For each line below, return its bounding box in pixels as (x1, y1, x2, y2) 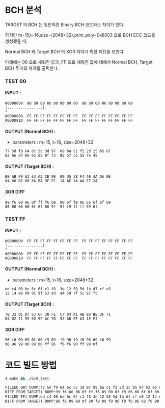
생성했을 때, (5, 38, 28, 44)
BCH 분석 (5, 4, 42, 16)
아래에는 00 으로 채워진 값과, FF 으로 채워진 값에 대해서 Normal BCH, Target (5, 59, 153, 65)
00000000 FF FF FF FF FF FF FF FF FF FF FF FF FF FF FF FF (5, 239, 133, 244)
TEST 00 (5, 78, 27, 84)
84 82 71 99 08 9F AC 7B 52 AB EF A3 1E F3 (5, 316, 98, 322)
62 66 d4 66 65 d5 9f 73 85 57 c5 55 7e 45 (5, 153, 98, 158)
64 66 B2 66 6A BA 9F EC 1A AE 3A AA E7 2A (5, 179, 98, 184)
